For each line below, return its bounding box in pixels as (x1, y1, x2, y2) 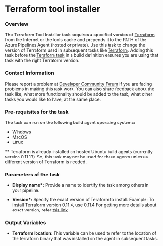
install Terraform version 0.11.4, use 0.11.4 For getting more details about (12, 202, 157, 208)
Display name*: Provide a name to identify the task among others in (12, 182, 149, 188)
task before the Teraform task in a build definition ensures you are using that (5, 53, 159, 58)
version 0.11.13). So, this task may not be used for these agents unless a (5, 154, 148, 160)
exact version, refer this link (12, 207, 68, 213)
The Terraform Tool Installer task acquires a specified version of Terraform (5, 32, 155, 37)
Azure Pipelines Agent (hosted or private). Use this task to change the (5, 42, 145, 48)
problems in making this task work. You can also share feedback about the (5, 86, 155, 92)
